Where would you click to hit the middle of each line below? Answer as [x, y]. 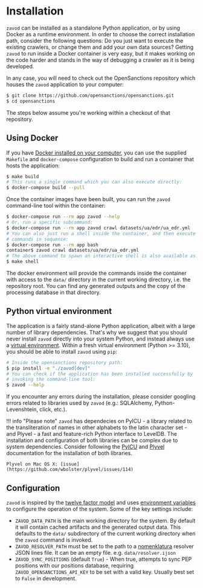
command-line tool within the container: [56, 206]
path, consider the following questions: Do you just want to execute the [95, 40]
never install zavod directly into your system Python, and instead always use [101, 339]
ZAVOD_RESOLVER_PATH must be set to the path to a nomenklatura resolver [105, 546]
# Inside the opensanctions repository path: [64, 363]
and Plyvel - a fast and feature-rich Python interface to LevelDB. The [92, 434]
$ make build [23, 176]
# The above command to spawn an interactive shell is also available [97, 256]
